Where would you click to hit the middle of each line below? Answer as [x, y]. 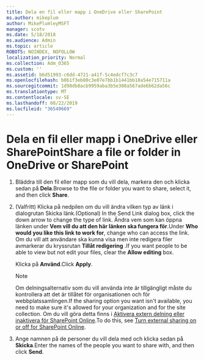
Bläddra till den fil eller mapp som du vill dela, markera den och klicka [102, 182]
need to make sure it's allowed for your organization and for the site [100, 307]
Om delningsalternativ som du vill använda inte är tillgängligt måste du [104, 288]
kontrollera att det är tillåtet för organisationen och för [83, 294]
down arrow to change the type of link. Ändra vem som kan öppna [98, 220]
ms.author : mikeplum [33, 18]
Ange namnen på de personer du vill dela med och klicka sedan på [99, 339]
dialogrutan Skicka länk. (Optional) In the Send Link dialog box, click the [105, 213]
